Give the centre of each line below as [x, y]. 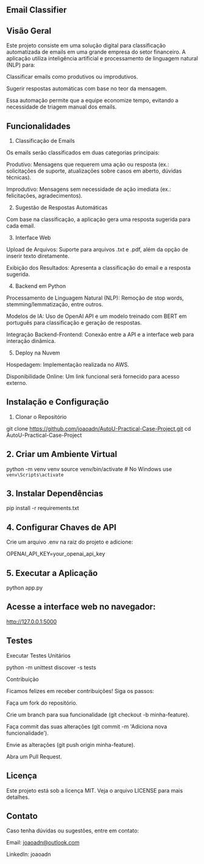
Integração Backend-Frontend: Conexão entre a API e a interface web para [100, 334]
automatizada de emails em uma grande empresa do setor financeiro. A [96, 52]
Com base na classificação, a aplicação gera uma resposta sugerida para [98, 220]
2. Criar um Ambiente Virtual [62, 454]
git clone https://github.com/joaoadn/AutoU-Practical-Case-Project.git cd [99, 428]
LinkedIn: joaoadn [29, 854]
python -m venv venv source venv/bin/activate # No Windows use [89, 469]
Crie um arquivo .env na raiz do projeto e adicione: [70, 542]
